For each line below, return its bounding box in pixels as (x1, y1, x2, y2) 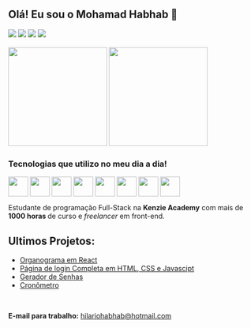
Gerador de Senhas (19, 272, 84, 281)
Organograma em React (19, 254, 98, 265)
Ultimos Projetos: (8, 234, 96, 247)
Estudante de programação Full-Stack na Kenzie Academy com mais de (8, 203, 244, 213)
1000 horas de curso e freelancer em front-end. (8, 211, 165, 221)
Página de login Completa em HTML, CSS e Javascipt (19, 263, 195, 273)
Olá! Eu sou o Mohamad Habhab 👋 (8, 8, 178, 21)
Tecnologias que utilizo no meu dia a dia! (8, 158, 167, 169)
